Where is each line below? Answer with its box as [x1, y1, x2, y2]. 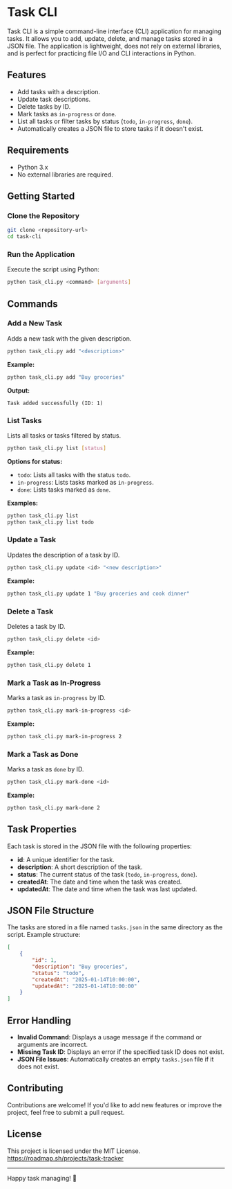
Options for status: [7, 457, 63, 465]
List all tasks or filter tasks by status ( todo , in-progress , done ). [17, 117, 193, 125]
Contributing [7, 1082, 64, 1094]
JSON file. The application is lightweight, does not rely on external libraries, [7, 42, 222, 50]
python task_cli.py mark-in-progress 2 [7, 733, 122, 740]
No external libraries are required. [17, 170, 114, 179]
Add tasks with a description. [17, 87, 101, 96]
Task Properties [7, 823, 77, 835]
